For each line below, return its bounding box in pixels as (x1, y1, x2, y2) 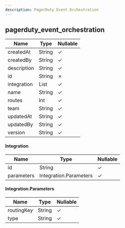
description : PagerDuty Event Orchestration (5, 7, 99, 12)
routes (7, 97, 23, 104)
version (7, 129, 25, 136)
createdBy (7, 57, 32, 63)
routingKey (7, 207, 33, 214)
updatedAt (7, 113, 32, 120)
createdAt (7, 49, 31, 56)
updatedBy (7, 121, 33, 128)
